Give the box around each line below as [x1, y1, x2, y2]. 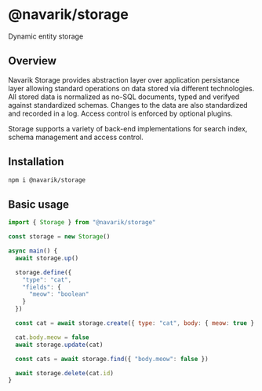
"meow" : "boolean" [28, 290, 89, 298]
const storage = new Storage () [8, 233, 111, 241]
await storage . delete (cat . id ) [15, 369, 114, 377]
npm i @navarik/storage [8, 175, 86, 184]
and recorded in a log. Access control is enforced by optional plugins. [8, 109, 233, 118]
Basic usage [8, 197, 69, 211]
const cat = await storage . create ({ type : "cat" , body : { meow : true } [15, 319, 255, 327]
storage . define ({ [15, 268, 72, 276]
